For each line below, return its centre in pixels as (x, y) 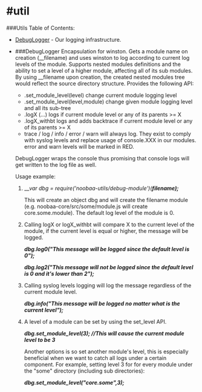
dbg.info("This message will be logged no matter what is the (102, 303)
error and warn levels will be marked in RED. (79, 146)
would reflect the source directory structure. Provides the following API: (104, 83)
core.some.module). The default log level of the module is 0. (99, 212)
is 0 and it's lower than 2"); (59, 273)
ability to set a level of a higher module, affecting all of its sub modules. (104, 70)
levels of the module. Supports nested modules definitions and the (98, 64)
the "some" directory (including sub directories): (84, 371)
